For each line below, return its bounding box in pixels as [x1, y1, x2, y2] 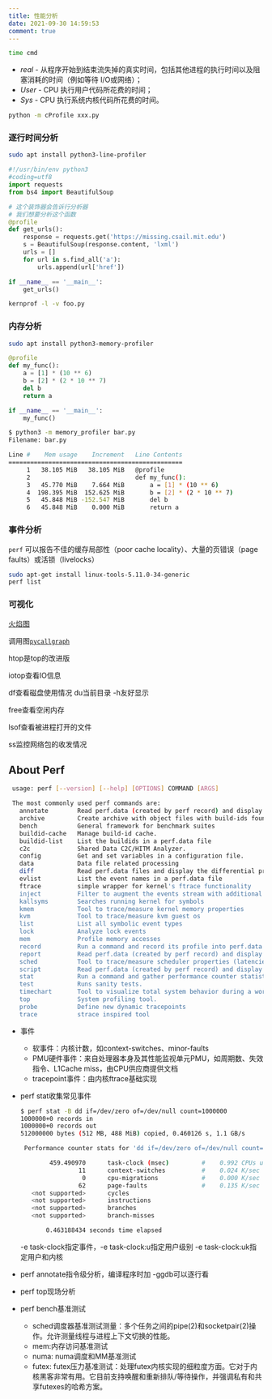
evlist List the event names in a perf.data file [19, 875, 223, 883]
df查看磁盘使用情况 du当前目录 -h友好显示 [8, 687, 150, 697]
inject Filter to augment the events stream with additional [19, 889, 263, 898]
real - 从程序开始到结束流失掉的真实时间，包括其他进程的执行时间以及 [19, 65, 253, 75]
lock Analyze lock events [19, 927, 147, 936]
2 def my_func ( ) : [26, 473, 186, 481]
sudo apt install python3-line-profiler [8, 151, 147, 159]
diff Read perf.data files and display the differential [19, 867, 255, 875]
